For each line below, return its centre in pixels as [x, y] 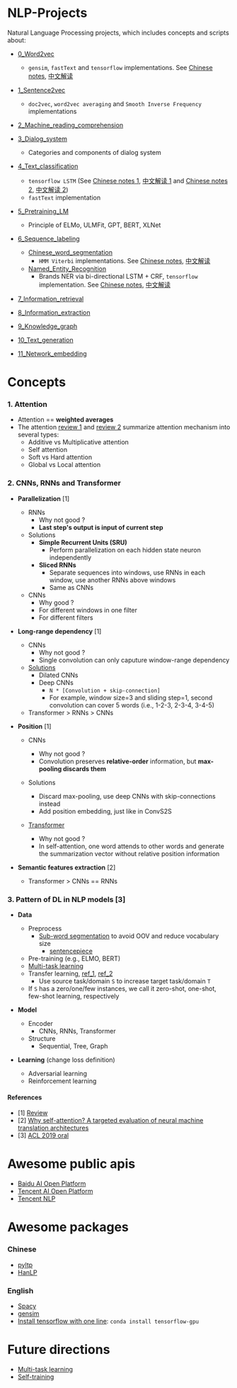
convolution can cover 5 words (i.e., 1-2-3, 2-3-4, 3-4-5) [132, 705]
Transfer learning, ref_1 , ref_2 [70, 973]
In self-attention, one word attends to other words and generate [132, 846]
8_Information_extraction [54, 312]
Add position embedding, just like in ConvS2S [105, 811]
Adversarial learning [57, 1074]
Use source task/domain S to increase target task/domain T [125, 981]
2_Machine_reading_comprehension [70, 125]
